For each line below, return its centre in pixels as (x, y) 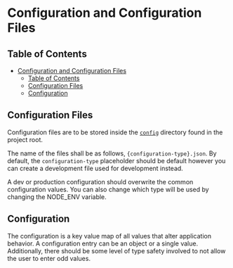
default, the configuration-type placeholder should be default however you (116, 160)
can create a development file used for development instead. (95, 168)
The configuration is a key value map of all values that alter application (109, 236)
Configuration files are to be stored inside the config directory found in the (115, 132)
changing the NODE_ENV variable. (57, 197)
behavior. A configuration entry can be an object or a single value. (103, 243)
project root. (25, 139)
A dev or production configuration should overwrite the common (100, 181)
